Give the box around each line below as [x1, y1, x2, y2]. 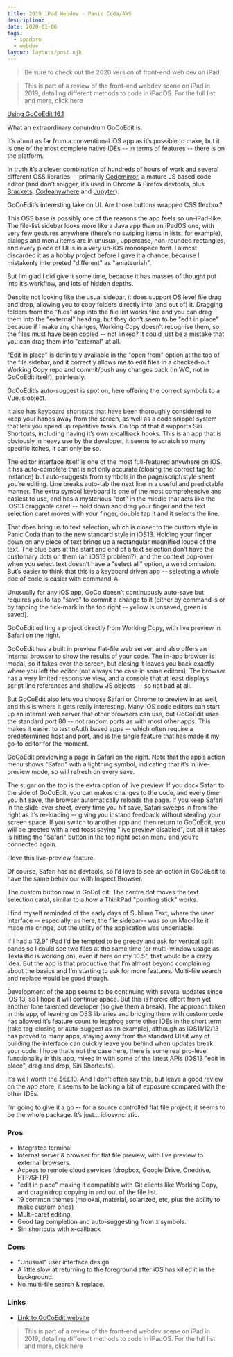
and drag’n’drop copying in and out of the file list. [17, 1188, 158, 1196]
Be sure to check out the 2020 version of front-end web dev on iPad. [24, 67, 222, 77]
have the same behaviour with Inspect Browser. [7, 874, 144, 883]
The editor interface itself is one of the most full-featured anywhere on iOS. [7, 457, 223, 466]
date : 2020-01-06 [7, 23, 58, 30]
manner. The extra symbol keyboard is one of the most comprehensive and [7, 487, 222, 495]
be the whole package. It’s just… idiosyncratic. [7, 1110, 140, 1118]
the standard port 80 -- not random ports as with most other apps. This [7, 717, 211, 725]
